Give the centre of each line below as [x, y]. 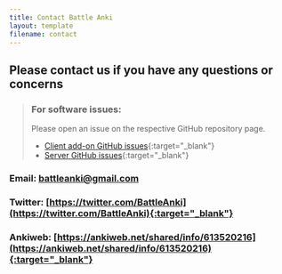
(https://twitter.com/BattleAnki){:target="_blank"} [121, 213]
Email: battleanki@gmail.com [74, 178]
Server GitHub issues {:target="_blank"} [117, 156]
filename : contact [43, 34]
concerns [36, 84]
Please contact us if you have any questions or [141, 70]
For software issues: [76, 109]
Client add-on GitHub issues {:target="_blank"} [129, 146]
